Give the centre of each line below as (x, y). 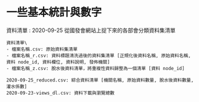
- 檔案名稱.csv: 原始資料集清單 (42, 49)
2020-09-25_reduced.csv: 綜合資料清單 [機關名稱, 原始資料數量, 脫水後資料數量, (100, 80)
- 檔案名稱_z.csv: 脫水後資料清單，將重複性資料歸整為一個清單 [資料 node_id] (96, 68)
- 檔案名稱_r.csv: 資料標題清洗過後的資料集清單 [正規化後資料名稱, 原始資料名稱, (99, 56)
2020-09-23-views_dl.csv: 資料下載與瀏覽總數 (60, 93)
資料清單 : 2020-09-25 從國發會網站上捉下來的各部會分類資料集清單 (91, 30)
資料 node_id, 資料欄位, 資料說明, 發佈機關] (58, 62)
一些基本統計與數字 (54, 12)
